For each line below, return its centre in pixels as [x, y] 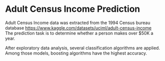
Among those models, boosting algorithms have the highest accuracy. [76, 53]
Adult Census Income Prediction [73, 9]
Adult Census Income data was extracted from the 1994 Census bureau [78, 23]
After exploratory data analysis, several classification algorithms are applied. [82, 48]
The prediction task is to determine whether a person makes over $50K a [79, 33]
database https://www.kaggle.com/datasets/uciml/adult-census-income [78, 28]
